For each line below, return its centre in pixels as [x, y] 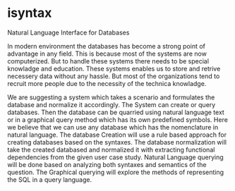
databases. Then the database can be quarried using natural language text [116, 112]
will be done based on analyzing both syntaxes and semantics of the [107, 164]
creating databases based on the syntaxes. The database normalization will [117, 142]
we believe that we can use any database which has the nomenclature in [113, 127]
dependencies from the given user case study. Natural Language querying [115, 157]
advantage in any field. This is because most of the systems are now [107, 54]
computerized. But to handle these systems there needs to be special [108, 61]
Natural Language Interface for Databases [68, 32]
